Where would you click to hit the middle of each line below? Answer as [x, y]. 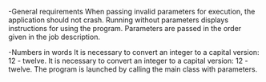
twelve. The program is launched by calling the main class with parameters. [133, 69]
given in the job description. [54, 37]
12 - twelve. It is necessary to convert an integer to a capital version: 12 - [128, 61]
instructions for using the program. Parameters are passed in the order [125, 28]
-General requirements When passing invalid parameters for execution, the [132, 12]
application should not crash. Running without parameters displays [119, 20]
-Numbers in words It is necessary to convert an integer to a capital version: [134, 52]
